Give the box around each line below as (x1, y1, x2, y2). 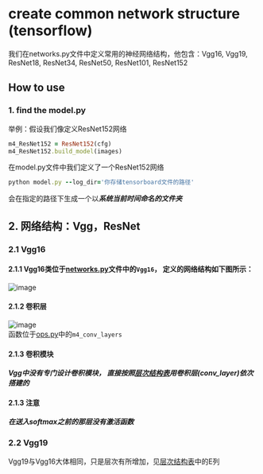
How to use (8, 81, 65, 95)
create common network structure (8, 5, 241, 23)
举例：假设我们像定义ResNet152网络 (8, 124, 127, 134)
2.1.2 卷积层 (8, 301, 48, 311)
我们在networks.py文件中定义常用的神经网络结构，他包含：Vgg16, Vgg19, (8, 49, 248, 58)
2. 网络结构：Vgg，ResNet (8, 220, 141, 233)
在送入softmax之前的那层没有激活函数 (8, 417, 134, 426)
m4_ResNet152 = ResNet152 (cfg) (8, 140, 112, 148)
